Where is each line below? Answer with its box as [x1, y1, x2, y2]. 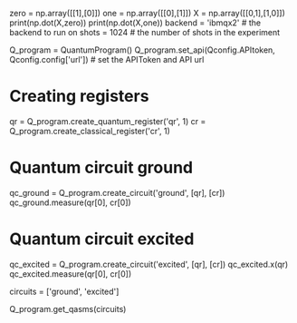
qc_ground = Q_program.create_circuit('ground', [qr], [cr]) [9, 187, 225, 198]
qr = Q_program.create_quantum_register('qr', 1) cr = [9, 115, 206, 126]
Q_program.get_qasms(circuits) [9, 303, 127, 314]
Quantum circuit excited [9, 229, 195, 250]
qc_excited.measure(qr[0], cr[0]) [9, 268, 132, 279]
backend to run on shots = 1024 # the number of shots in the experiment [9, 27, 281, 37]
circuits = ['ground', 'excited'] [9, 286, 120, 297]
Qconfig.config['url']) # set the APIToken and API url [9, 54, 205, 64]
